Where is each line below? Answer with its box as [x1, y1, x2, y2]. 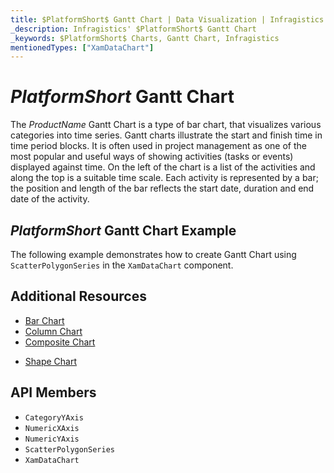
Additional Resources [10, 288, 147, 305]
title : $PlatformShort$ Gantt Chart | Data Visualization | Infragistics [10, 14, 325, 25]
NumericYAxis [24, 434, 80, 444]
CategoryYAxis [24, 412, 84, 423]
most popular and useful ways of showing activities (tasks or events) [10, 151, 294, 163]
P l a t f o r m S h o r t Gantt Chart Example [10, 222, 237, 239]
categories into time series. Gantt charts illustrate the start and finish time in [10, 129, 323, 141]
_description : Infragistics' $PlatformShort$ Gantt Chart [10, 24, 257, 34]
